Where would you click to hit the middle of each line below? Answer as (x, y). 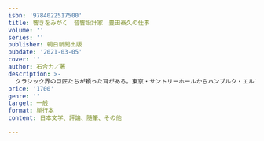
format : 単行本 (31, 111)
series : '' (26, 37)
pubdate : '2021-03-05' (45, 52)
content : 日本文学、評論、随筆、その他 (65, 118)
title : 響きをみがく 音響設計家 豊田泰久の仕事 (79, 23)
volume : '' (26, 30)
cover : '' (24, 60)
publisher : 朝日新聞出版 (45, 45)
